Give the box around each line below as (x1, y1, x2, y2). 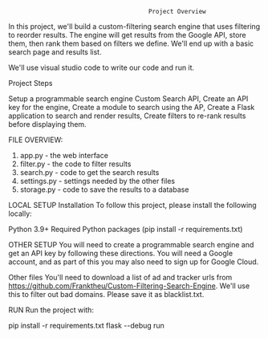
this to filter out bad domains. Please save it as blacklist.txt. (8, 290, 205, 299)
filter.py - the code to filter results (19, 159, 132, 169)
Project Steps (8, 79, 53, 88)
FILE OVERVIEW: (8, 135, 63, 145)
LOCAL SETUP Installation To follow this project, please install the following (8, 201, 257, 210)
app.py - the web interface (19, 151, 108, 160)
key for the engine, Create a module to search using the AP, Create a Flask (8, 103, 255, 112)
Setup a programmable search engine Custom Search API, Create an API (8, 94, 249, 104)
